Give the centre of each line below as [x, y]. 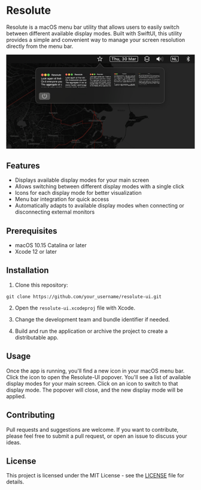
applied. [16, 396]
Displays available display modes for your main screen [82, 180]
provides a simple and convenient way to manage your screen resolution [96, 40]
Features [23, 166]
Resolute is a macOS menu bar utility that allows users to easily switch [93, 27]
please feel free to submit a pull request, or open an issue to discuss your [97, 436]
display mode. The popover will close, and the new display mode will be [95, 390]
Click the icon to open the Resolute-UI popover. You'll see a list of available [99, 377]
